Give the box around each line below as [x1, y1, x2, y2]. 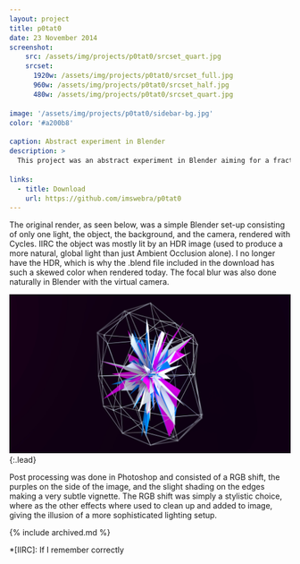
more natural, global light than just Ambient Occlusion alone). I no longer [9, 248, 276, 259]
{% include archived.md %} [9, 526, 112, 537]
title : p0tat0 [9, 23, 62, 33]
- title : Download [17, 184, 87, 193]
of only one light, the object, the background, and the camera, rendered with [9, 229, 291, 240]
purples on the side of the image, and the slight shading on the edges [9, 481, 265, 491]
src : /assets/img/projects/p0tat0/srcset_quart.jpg [25, 52, 221, 62]
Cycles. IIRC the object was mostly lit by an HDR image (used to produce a [9, 238, 284, 250]
